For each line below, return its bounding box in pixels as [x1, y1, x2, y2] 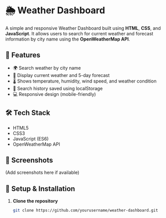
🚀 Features [5, 51, 41, 60]
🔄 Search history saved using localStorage [12, 85, 103, 91]
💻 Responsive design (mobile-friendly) [12, 91, 96, 97]
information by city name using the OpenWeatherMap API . [5, 36, 130, 42]
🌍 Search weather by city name [12, 65, 81, 71]
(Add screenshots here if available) [5, 169, 80, 175]
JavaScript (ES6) [12, 135, 49, 142]
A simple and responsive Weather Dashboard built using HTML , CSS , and [5, 25, 161, 31]
